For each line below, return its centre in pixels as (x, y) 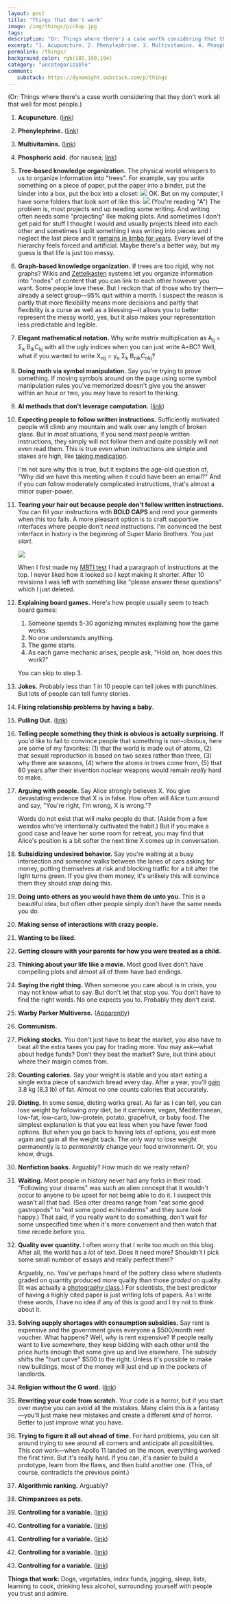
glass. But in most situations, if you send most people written (104, 434)
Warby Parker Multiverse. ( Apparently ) (74, 1013)
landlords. (32, 1374)
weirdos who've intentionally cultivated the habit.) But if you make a (113, 826)
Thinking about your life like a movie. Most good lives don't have (110, 964)
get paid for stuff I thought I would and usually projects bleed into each (118, 223)
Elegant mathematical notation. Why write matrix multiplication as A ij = (119, 339)
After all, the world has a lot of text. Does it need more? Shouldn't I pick (118, 1252)
